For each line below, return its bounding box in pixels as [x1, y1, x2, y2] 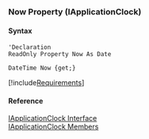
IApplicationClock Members [8, 122, 99, 132]
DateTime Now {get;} [8, 64, 77, 73]
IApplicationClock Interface [8, 114, 97, 123]
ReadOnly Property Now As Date [8, 51, 112, 58]
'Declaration [8, 43, 52, 51]
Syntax [8, 26, 32, 36]
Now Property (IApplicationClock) [8, 6, 142, 17]
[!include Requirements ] [8, 78, 85, 88]
